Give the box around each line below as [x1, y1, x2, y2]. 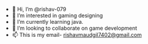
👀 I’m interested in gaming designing [11, 12, 103, 19]
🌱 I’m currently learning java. [11, 18, 83, 25]
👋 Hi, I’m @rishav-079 [11, 6, 66, 12]
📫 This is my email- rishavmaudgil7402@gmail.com [11, 32, 142, 38]
